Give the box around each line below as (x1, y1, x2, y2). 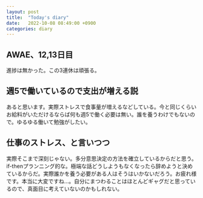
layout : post (6, 8, 39, 15)
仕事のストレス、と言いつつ (6, 138, 110, 148)
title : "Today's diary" (6, 14, 69, 21)
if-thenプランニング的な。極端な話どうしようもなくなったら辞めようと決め (6, 162, 193, 170)
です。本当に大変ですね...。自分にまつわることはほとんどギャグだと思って (6, 177, 191, 185)
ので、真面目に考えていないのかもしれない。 (11, 185, 123, 192)
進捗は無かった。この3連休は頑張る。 (6, 67, 100, 74)
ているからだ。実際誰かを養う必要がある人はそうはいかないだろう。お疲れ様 (6, 170, 197, 177)
